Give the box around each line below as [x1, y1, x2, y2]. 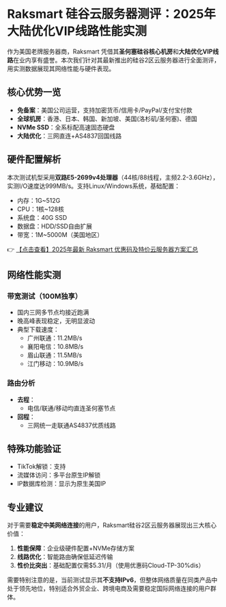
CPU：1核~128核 [16, 205, 65, 213]
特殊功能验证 [7, 443, 61, 454]
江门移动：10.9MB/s [27, 360, 84, 368]
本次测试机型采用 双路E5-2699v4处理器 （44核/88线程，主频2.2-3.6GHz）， [7, 173, 219, 182]
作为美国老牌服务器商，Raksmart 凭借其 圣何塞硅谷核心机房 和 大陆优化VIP [7, 47, 213, 55]
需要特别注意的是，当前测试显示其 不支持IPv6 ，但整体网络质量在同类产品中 [7, 576, 218, 584]
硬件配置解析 [7, 153, 61, 165]
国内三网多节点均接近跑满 [16, 308, 89, 317]
